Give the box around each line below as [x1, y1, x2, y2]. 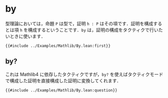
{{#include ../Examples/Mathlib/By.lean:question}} [5, 87, 117, 93]
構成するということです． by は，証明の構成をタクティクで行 [28, 26, 154, 33]
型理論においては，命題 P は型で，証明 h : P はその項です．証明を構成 [5, 20, 153, 26]
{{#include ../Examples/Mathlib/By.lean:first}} [5, 43, 111, 48]
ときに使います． [9, 33, 46, 39]
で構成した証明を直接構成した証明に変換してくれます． [5, 77, 122, 84]
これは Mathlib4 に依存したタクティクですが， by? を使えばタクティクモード [5, 71, 163, 77]
